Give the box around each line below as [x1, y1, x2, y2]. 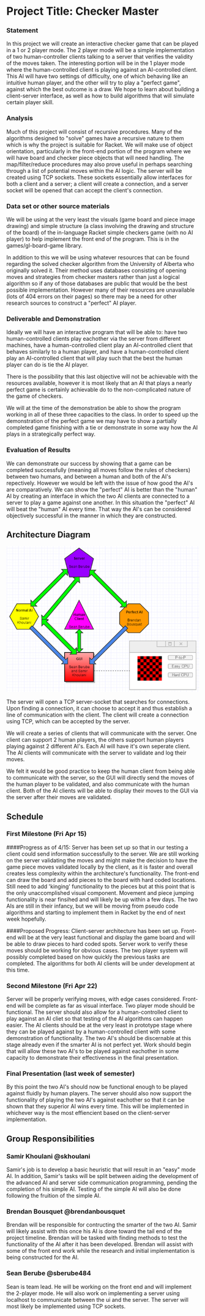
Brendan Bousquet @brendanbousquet [6, 1208, 125, 1216]
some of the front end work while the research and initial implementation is [6, 1247, 195, 1255]
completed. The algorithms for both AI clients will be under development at [6, 959, 195, 967]
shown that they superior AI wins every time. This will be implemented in [6, 1103, 189, 1110]
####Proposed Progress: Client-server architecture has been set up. [6, 927, 180, 934]
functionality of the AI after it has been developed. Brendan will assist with [6, 1241, 194, 1248]
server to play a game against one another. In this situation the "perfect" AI [6, 498, 195, 506]
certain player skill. [6, 99, 54, 106]
